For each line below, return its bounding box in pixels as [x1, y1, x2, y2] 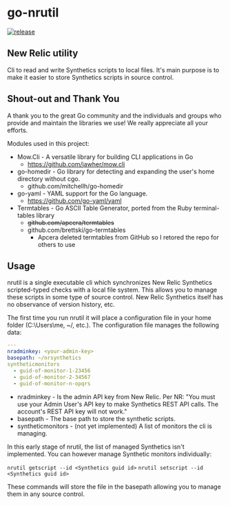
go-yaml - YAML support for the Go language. [17, 189, 148, 197]
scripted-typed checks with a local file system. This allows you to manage [7, 286, 218, 294]
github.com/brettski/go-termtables [27, 226, 126, 234]
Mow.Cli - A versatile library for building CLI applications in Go [17, 153, 194, 161]
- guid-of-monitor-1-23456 [13, 367, 91, 374]
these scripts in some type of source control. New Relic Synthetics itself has [7, 293, 224, 301]
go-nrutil [7, 5, 59, 21]
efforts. [7, 126, 28, 134]
